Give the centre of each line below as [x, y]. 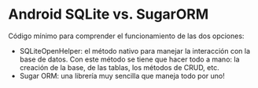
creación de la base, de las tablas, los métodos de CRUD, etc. [119, 67]
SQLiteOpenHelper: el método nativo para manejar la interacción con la [135, 51]
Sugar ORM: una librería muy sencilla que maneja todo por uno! [122, 76]
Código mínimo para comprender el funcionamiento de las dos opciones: [126, 36]
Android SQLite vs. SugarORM [109, 14]
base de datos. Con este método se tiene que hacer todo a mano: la [129, 59]
